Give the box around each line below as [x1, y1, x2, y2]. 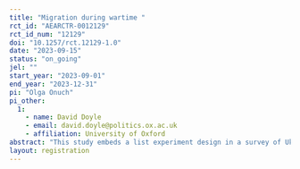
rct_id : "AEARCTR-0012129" [9, 21, 110, 30]
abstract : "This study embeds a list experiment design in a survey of [9, 138, 281, 147]
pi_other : [9, 96, 46, 106]
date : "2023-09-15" [9, 46, 82, 55]
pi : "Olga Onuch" [9, 88, 74, 97]
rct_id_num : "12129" [9, 30, 87, 38]
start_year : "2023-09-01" [9, 72, 105, 80]
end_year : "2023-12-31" [9, 80, 98, 89]
